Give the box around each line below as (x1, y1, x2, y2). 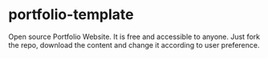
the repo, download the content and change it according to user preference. (8, 40, 260, 49)
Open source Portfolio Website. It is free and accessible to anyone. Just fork (8, 32, 261, 41)
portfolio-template (8, 6, 134, 24)
